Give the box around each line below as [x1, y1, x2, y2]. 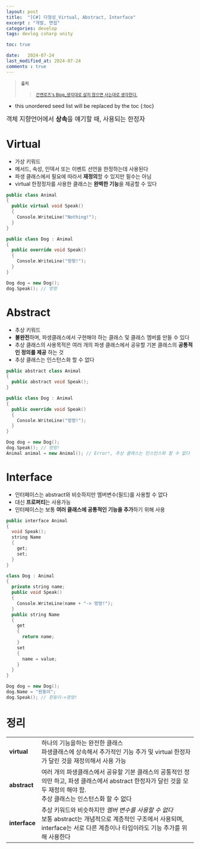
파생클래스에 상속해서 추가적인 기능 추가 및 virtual [41, 748, 173, 756]
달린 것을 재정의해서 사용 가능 [48, 757, 127, 765]
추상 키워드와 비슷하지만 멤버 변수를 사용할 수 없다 [41, 805, 174, 814]
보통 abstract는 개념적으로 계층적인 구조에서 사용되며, [41, 814, 184, 823]
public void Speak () [11, 590, 62, 596]
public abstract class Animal [6, 368, 82, 374]
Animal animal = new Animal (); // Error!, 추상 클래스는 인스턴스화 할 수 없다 [6, 450, 190, 456]
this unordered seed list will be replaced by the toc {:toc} [14, 102, 155, 109]
